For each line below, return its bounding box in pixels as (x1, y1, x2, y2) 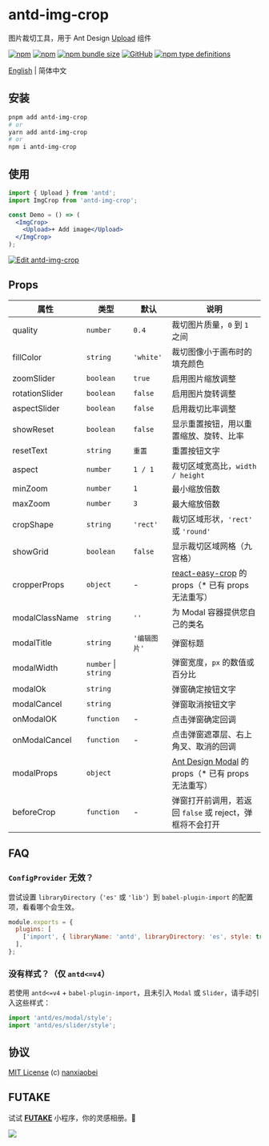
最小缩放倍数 (171, 483, 220, 494)
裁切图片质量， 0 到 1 (171, 319, 249, 330)
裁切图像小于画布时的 (171, 346, 252, 357)
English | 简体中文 (8, 66, 67, 75)
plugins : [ (15, 926, 52, 934)
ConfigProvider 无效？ (8, 872, 94, 883)
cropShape (12, 519, 54, 530)
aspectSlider (12, 402, 60, 414)
